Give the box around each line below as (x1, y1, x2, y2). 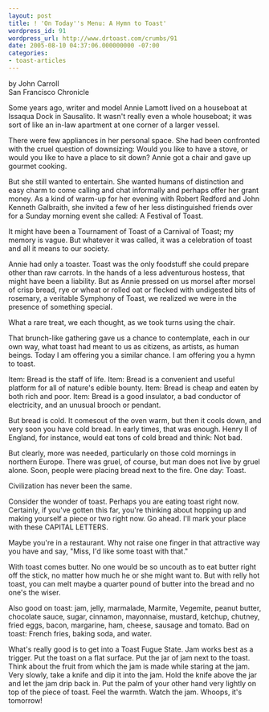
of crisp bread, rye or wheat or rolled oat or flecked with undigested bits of (8, 285, 256, 294)
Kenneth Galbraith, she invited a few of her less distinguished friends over (8, 202, 253, 212)
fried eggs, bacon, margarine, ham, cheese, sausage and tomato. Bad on (8, 620, 250, 630)
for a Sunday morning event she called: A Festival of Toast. (8, 211, 203, 220)
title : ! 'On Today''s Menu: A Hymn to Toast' (8, 19, 167, 27)
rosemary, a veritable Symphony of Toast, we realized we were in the (8, 293, 237, 302)
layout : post (8, 11, 52, 20)
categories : (8, 49, 48, 57)
